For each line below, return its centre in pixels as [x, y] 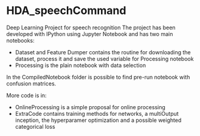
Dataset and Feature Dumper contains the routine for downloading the [103, 52]
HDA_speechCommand [66, 11]
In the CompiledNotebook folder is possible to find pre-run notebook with [98, 77]
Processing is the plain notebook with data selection [80, 65]
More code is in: [26, 95]
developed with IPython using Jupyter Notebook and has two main [90, 34]
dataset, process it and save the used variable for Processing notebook [104, 59]
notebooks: [20, 40]
